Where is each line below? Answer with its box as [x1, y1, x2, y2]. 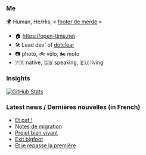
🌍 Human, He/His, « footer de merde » [6, 18, 102, 25]
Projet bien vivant [14, 129, 58, 136]
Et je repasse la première [14, 142, 76, 149]
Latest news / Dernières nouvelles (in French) [6, 103, 141, 111]
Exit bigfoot [14, 135, 44, 142]
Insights [6, 74, 30, 83]
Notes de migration [14, 123, 63, 130]
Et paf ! [14, 116, 33, 123]
